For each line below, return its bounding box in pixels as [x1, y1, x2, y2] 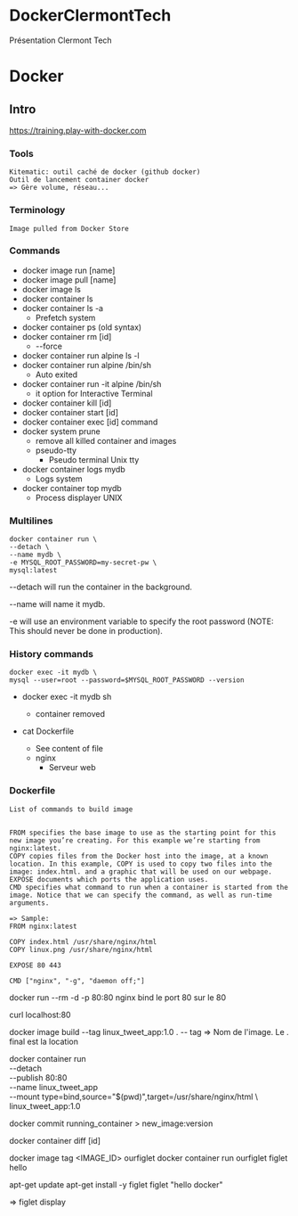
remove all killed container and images [35, 435, 177, 446]
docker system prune [21, 425, 101, 437]
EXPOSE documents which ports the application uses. [9, 875, 209, 883]
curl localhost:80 [9, 1009, 71, 1020]
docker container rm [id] [21, 331, 112, 341]
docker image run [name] [21, 265, 116, 275]
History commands [9, 648, 93, 661]
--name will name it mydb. [9, 599, 106, 610]
